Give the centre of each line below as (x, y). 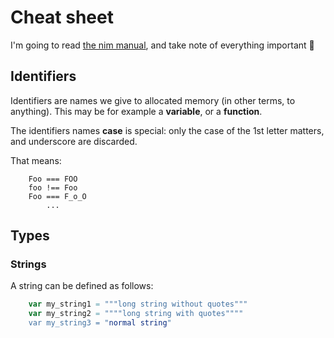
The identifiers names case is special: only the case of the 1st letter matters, (167, 130)
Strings (28, 264)
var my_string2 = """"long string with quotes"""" (136, 314)
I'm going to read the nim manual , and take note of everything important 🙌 (162, 45)
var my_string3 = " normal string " (100, 323)
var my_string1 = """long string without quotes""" (138, 304)
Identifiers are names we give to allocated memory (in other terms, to (153, 100)
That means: (36, 160)
